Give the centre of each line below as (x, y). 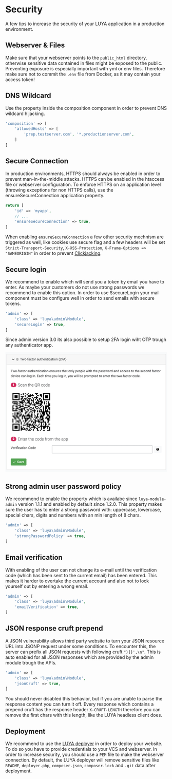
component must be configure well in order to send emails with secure (80, 298)
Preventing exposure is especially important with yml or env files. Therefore (85, 68)
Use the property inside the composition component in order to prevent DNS (86, 108)
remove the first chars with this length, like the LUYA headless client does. (84, 715)
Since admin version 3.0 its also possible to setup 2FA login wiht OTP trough (86, 339)
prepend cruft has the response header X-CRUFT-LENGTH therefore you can (83, 710)
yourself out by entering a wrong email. (47, 586)
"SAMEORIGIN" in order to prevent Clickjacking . (53, 253)
